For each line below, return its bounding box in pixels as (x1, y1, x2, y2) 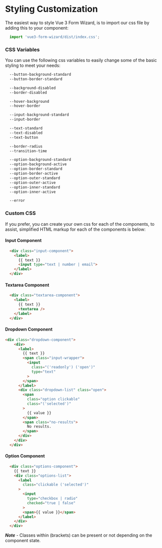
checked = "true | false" (27, 500, 76, 505)
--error (9, 198, 26, 203)
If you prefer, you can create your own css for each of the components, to (5, 221, 155, 227)
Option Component (5, 453, 45, 459)
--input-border (9, 117, 41, 122)
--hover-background (9, 99, 50, 104)
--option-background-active (9, 162, 67, 167)
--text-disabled (9, 130, 43, 135)
